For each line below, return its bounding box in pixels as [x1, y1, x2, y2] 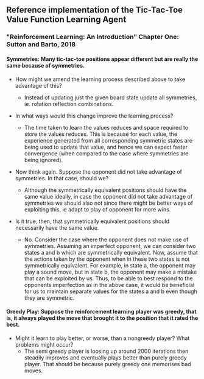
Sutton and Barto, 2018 [6, 40, 76, 49]
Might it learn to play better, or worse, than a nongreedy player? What [15, 335, 190, 342]
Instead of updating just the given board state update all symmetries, [24, 94, 197, 101]
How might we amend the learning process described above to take [15, 76, 186, 83]
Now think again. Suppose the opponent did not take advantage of [15, 168, 183, 175]
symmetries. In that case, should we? [15, 174, 109, 182]
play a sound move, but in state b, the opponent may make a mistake [24, 268, 197, 275]
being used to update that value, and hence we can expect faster [24, 143, 188, 151]
